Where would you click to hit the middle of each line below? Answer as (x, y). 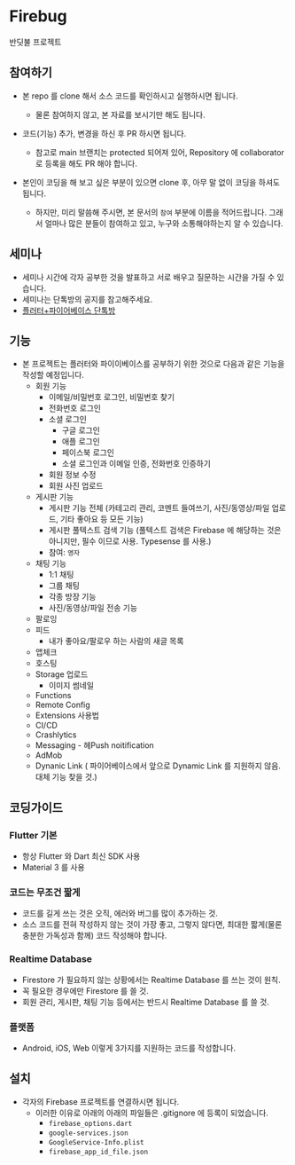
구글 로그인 (81, 430)
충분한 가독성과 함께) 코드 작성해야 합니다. (94, 936)
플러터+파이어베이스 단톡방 (69, 310)
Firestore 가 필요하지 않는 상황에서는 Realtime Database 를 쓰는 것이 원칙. (151, 980)
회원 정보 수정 (72, 475)
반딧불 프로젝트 (35, 42)
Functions (53, 696)
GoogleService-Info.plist (96, 1142)
